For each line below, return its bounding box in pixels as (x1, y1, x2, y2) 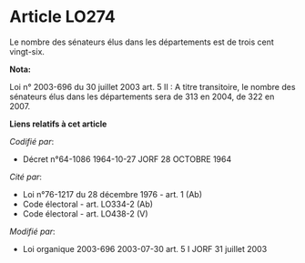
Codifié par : (9, 136, 55, 147)
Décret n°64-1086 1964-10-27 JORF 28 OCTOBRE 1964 (22, 153, 232, 165)
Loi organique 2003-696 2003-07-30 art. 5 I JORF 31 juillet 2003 (22, 243, 268, 254)
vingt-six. (9, 46, 46, 56)
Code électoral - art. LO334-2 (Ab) (22, 198, 153, 209)
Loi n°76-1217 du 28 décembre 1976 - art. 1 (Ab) (22, 188, 203, 199)
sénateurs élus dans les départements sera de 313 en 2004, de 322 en (9, 91, 275, 102)
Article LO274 (9, 6, 116, 27)
